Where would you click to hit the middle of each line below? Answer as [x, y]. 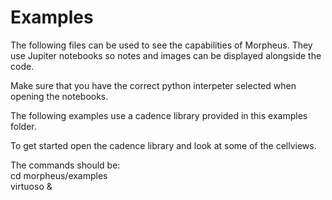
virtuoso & [31, 186]
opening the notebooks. [59, 96]
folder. [23, 126]
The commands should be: [65, 165]
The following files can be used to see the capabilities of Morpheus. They [161, 45]
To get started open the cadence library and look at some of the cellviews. [163, 145]
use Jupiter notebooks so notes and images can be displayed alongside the [166, 55]
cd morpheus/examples [59, 175]
